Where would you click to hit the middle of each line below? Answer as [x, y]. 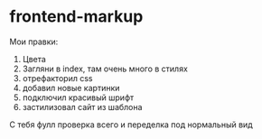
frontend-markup [76, 17]
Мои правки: [34, 42]
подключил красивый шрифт [78, 97]
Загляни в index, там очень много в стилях [105, 69]
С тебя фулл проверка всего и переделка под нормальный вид [131, 125]
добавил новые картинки [71, 88]
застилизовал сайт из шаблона [82, 107]
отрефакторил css [57, 78]
